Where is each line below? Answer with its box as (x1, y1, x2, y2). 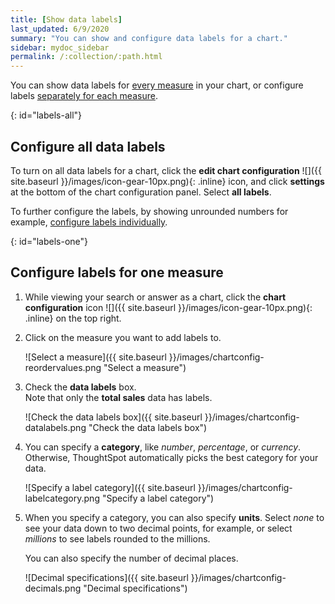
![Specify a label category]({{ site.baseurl (24, 481, 196, 493)
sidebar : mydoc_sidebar (10, 42, 110, 53)
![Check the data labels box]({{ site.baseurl (24, 411, 203, 423)
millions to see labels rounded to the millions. (24, 532, 211, 545)
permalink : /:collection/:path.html (10, 52, 163, 62)
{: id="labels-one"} (10, 235, 89, 247)
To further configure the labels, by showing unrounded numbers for (10, 205, 289, 217)
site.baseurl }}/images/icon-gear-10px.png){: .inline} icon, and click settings (10, 175, 325, 187)
